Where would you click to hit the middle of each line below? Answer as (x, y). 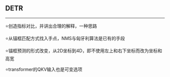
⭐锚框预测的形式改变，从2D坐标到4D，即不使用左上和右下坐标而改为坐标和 (84, 51)
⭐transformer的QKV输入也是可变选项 (44, 69)
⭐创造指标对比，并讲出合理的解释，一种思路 (51, 26)
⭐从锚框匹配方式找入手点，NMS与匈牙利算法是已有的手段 (65, 38)
